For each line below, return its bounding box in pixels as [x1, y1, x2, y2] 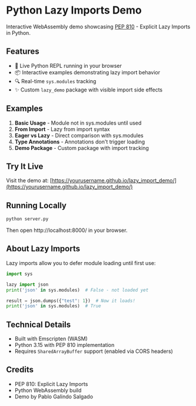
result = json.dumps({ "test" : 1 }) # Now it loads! [6, 297, 135, 304]
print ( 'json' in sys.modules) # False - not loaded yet [6, 287, 149, 293]
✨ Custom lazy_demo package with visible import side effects [14, 86, 163, 93]
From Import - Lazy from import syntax [14, 125, 110, 133]
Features [6, 47, 39, 57]
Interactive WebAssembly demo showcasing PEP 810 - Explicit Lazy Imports [6, 23, 191, 30]
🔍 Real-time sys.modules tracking [14, 77, 97, 84]
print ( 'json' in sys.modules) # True [6, 303, 101, 309]
